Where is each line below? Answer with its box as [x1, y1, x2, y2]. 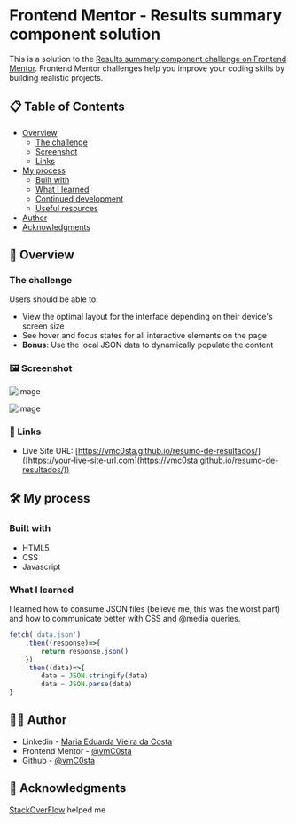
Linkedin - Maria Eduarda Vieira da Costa [21, 736, 173, 747]
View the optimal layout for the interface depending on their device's [21, 312, 273, 322]
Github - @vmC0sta [21, 755, 96, 765]
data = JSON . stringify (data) [41, 671, 149, 680]
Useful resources [35, 202, 99, 213]
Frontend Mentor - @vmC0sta [21, 745, 132, 756]
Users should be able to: [9, 294, 99, 305]
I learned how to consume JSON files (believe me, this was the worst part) [9, 604, 281, 614]
